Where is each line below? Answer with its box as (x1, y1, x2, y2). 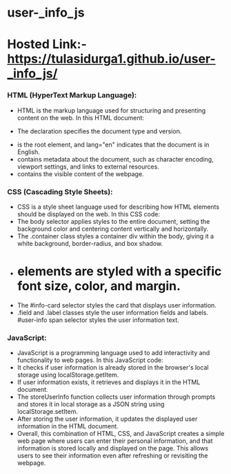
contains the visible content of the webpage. (17, 169, 144, 178)
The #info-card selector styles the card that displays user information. (17, 301, 217, 309)
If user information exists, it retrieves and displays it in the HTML (17, 378, 201, 386)
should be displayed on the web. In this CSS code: (17, 209, 161, 218)
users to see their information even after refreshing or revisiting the (17, 451, 208, 460)
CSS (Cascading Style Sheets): (7, 187, 113, 196)
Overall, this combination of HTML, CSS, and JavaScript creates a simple (17, 430, 225, 438)
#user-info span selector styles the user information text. (17, 316, 179, 324)
